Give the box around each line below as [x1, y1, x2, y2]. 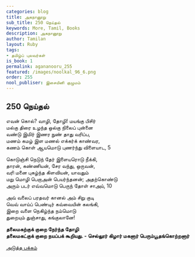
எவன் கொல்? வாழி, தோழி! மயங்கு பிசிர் [6, 117, 96, 124]
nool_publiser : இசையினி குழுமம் [6, 80, 81, 86]
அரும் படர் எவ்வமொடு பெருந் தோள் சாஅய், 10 [6, 182, 113, 189]
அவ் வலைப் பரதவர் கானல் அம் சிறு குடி [6, 194, 94, 201]
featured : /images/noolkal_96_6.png [6, 69, 96, 75]
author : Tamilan [6, 36, 46, 42]
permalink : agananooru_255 [6, 63, 72, 70]
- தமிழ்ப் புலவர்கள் [6, 52, 46, 58]
